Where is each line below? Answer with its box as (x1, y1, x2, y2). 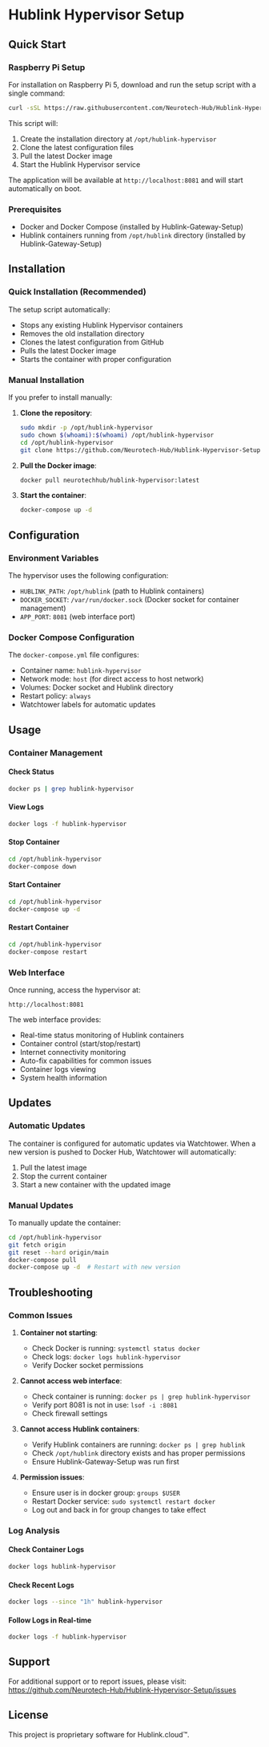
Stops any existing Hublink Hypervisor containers (19, 320, 183, 330)
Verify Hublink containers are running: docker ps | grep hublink (31, 1440, 246, 1449)
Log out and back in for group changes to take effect (31, 1505, 207, 1514)
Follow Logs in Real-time (8, 1615, 92, 1625)
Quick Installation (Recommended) (8, 287, 147, 298)
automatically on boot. (8, 183, 82, 193)
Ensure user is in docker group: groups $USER (31, 1488, 180, 1497)
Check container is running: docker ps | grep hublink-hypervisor (31, 1391, 251, 1401)
